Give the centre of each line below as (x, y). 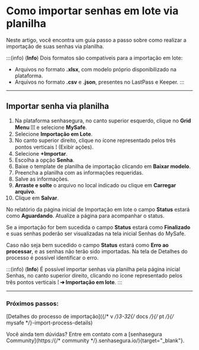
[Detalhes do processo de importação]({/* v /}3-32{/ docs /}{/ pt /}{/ (90, 317)
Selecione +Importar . (41, 153)
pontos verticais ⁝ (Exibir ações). (54, 147)
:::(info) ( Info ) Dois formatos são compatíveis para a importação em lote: (94, 58)
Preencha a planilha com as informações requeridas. (79, 172)
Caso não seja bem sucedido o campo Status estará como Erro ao (87, 245)
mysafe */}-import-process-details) (49, 323)
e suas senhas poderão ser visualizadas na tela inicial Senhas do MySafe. (96, 234)
